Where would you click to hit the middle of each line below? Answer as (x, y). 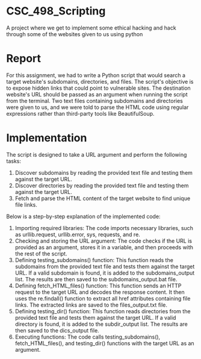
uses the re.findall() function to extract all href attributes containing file (103, 298)
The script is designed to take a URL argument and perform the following (97, 154)
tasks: (14, 161)
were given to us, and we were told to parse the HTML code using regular (97, 107)
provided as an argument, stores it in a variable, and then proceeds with (104, 247)
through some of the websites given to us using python (75, 34)
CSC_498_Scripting (56, 11)
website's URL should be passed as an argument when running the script (97, 94)
